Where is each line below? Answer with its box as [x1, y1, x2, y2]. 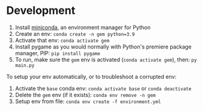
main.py [15, 62, 35, 69]
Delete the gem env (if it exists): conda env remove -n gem [15, 91, 156, 98]
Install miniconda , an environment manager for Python [15, 24, 151, 31]
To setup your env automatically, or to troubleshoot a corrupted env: [6, 73, 177, 80]
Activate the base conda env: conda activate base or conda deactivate [15, 84, 192, 92]
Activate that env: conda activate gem [15, 36, 110, 44]
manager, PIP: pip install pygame [15, 49, 101, 56]
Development [6, 4, 76, 18]
